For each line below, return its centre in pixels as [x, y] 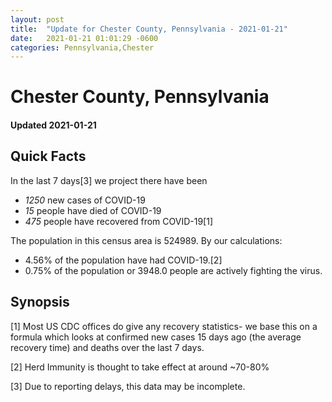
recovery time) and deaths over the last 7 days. [107, 347]
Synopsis [40, 302]
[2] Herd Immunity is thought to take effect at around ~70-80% [140, 367]
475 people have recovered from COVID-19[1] [119, 221]
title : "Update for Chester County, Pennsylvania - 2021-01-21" [149, 29]
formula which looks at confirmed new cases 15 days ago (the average [156, 337]
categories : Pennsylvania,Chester [82, 47]
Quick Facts [48, 156]
